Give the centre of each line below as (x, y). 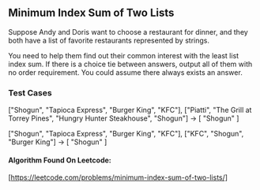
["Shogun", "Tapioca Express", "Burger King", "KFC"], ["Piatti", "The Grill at (130, 110)
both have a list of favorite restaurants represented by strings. (109, 40)
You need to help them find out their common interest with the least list (124, 55)
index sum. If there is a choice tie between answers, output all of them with (130, 64)
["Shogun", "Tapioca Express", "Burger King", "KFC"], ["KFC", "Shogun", (126, 134)
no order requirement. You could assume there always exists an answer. (125, 72)
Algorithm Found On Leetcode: (60, 160)
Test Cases (30, 92)
